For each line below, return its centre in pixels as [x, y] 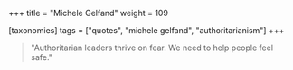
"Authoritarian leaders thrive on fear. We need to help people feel [151, 48]
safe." [42, 57]
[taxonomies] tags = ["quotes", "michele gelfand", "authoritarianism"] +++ [146, 30]
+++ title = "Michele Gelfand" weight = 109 [89, 13]
